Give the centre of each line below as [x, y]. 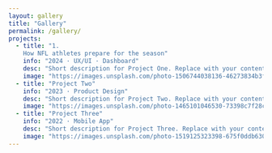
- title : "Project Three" [59, 114]
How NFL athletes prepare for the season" [96, 53]
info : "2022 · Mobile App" [68, 121]
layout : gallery [36, 16]
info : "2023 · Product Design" [76, 91]
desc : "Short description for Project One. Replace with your [130, 69]
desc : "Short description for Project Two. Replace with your [130, 99]
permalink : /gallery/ [45, 31]
